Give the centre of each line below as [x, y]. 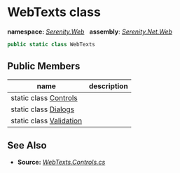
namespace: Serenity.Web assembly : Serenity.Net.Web [90, 32]
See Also [27, 145]
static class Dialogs [43, 109]
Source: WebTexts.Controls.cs [61, 162]
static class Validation [47, 120]
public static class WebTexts [51, 44]
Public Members [44, 66]
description [108, 86]
